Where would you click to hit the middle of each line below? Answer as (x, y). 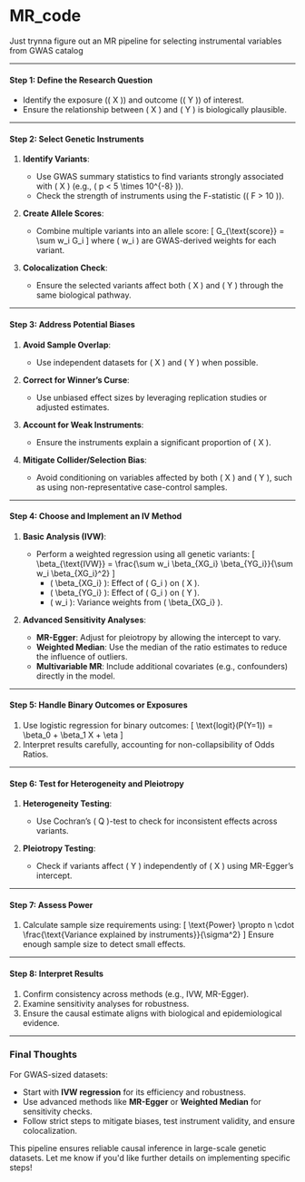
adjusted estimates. (73, 407)
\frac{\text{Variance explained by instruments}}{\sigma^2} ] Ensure (148, 934)
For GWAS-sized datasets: (59, 1074)
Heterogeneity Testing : (67, 804)
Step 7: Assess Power (51, 904)
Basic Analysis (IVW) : (64, 536)
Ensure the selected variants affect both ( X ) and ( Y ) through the (160, 286)
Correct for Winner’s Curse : (76, 380)
